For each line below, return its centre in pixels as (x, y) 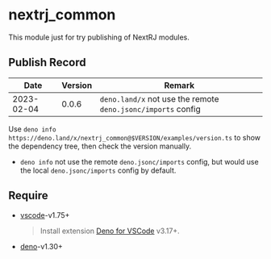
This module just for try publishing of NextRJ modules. (99, 37)
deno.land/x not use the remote (159, 98)
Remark (179, 85)
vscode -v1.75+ (45, 215)
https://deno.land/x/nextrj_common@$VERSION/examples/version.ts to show (134, 137)
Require (28, 196)
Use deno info (32, 129)
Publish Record (47, 63)
